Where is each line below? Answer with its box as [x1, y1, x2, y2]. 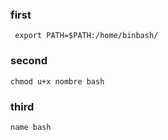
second [10, 54, 48, 68]
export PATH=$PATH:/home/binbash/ [14, 31, 159, 41]
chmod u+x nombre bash [10, 76, 105, 87]
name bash [10, 122, 52, 132]
